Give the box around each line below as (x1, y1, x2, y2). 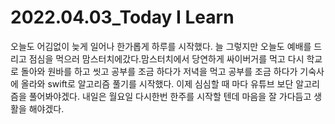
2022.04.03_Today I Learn (10, 6, 235, 29)
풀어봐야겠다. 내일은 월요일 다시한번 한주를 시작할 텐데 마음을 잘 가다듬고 (28, 90, 312, 102)
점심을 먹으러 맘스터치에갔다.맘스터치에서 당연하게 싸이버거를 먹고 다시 (28, 52, 305, 65)
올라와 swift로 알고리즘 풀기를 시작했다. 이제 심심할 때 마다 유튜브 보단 (20, 77, 294, 90)
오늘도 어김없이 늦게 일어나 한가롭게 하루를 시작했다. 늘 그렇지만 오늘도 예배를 (10, 40, 312, 52)
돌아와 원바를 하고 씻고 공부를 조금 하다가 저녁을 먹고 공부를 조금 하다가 (20, 65, 298, 77)
